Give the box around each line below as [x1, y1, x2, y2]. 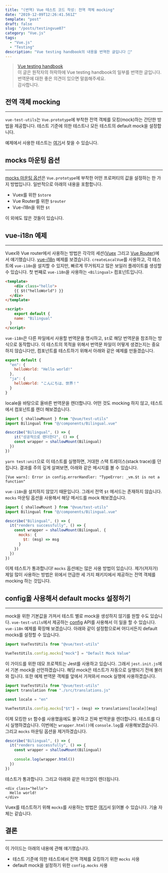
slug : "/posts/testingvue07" [5, 26, 66, 31]
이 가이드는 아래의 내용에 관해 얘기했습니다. [5, 845, 89, 851]
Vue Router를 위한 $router [12, 198, 66, 204]
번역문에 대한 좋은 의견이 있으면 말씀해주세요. [17, 75, 106, 81]
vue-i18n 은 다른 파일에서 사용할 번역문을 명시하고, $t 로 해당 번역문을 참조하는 [5, 335, 157, 341]
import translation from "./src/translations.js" [5, 688, 111, 693]
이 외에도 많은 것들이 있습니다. [5, 215, 64, 221]
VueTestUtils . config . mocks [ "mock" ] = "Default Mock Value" [5, 651, 131, 656]
